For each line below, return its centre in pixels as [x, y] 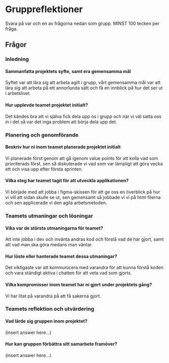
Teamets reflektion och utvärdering [50, 309]
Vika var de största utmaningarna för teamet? [54, 228]
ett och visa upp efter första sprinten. [44, 169]
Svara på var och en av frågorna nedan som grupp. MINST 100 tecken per [82, 23]
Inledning [17, 59]
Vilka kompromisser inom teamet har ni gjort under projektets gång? [79, 284]
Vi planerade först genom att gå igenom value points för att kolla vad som [82, 158]
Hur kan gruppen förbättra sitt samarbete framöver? [61, 344]
